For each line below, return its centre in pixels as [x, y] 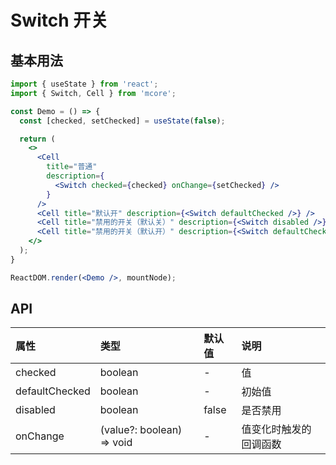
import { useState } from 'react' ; [84, 84]
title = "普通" [72, 167]
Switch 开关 [59, 20]
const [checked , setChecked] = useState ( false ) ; [122, 121]
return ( [37, 139]
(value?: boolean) [141, 430]
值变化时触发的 [276, 429]
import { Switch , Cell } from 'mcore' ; [93, 93]
